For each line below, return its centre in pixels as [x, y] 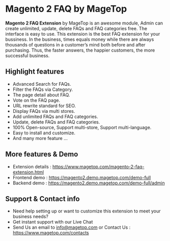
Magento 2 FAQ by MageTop [66, 9]
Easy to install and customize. [44, 133]
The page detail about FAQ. [41, 94]
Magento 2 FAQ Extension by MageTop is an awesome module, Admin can [84, 23]
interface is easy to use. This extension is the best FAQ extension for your [83, 34]
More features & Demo [42, 154]
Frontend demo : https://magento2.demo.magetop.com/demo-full [82, 177]
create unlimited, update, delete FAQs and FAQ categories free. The [76, 28]
